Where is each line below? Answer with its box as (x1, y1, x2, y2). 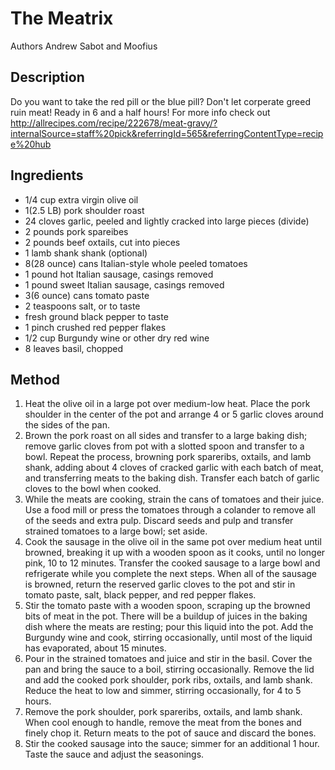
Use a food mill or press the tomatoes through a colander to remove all (24, 504, 317, 516)
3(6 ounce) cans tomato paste (24, 289, 150, 301)
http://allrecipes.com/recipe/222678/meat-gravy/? (10, 117, 218, 129)
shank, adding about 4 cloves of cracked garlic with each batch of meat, (24, 462, 324, 474)
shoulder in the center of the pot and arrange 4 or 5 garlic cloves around (24, 408, 324, 421)
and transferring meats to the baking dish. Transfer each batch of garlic (24, 472, 320, 484)
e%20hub (10, 138, 52, 150)
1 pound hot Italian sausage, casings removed (24, 268, 214, 280)
